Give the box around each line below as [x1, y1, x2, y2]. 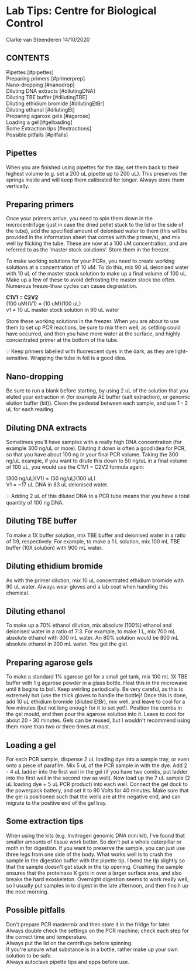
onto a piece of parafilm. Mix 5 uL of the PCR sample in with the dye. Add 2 [6, 762, 187, 769]
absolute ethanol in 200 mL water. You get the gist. [6, 640, 129, 647]
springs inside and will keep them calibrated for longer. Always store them [6, 176, 184, 183]
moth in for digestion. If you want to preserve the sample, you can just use [6, 844, 185, 851]
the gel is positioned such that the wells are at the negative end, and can [6, 793, 181, 800]
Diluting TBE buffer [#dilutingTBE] [6, 93, 88, 100]
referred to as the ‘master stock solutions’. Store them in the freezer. [6, 246, 170, 253]
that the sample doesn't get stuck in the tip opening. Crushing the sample [6, 863, 183, 870]
